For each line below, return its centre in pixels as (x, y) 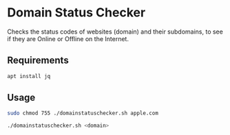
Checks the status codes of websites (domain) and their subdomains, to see (115, 32)
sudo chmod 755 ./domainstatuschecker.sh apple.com (83, 113)
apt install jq (29, 76)
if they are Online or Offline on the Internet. (68, 38)
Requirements (38, 61)
